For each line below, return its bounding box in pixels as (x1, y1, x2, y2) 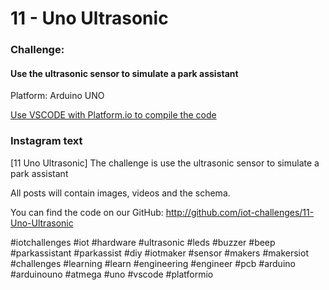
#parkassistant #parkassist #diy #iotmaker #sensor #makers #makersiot (10, 247, 309, 259)
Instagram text (10, 134, 83, 148)
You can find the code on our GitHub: (10, 206, 164, 218)
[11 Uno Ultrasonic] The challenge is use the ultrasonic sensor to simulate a (10, 157, 320, 169)
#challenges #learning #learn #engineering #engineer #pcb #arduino (10, 257, 296, 269)
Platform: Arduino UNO (10, 90, 105, 102)
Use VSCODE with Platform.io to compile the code (10, 109, 217, 121)
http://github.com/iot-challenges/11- (165, 206, 315, 218)
